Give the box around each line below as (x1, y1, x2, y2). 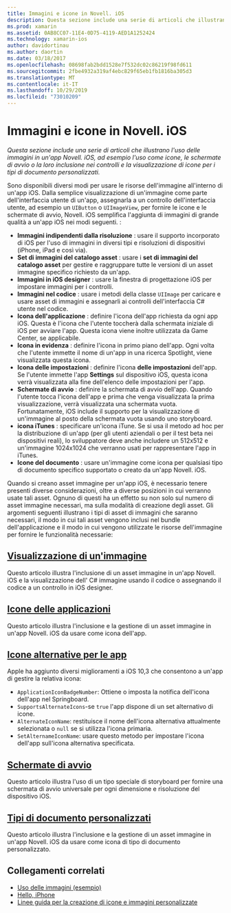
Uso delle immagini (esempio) (16, 883, 102, 892)
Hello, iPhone (16, 890, 55, 899)
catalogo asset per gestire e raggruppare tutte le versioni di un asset (16, 260, 213, 269)
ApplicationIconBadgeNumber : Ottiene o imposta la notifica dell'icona (16, 688, 210, 696)
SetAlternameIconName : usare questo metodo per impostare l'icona (16, 732, 205, 740)
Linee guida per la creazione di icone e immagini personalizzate (16, 898, 198, 906)
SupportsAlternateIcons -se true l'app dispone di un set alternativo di (16, 703, 214, 711)
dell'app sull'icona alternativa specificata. (16, 739, 135, 748)
